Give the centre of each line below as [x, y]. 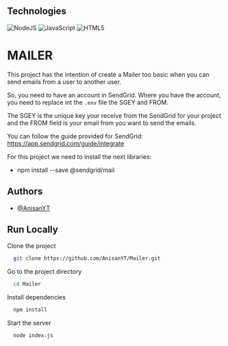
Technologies [37, 11]
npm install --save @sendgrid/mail [66, 170]
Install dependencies [37, 297]
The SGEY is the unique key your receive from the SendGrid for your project [114, 115]
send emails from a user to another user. [64, 82]
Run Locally [33, 229]
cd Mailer [27, 284]
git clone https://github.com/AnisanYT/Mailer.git [87, 259]
